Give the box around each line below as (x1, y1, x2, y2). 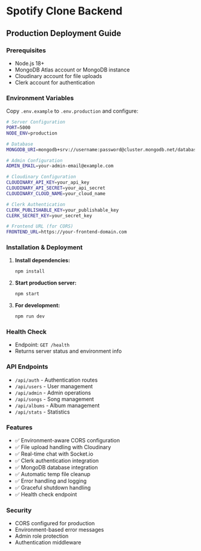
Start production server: (14, 279, 77, 286)
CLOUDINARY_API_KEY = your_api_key (6, 179, 90, 185)
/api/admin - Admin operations (14, 389, 92, 396)
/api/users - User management (14, 382, 93, 390)
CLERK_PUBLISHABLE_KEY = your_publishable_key (6, 207, 119, 213)
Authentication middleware (14, 539, 82, 546)
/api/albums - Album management (14, 402, 100, 409)
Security (6, 506, 32, 514)
